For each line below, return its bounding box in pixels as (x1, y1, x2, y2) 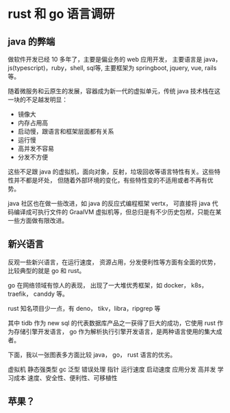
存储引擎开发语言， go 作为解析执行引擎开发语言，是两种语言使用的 (13, 327, 205, 335)
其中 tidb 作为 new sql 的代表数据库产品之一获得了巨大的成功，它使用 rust (8, 318, 216, 327)
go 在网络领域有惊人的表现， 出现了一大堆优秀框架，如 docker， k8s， (8, 281, 208, 289)
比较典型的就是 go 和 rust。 (8, 266, 86, 274)
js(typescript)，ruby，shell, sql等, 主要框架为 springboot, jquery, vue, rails (8, 64, 217, 72)
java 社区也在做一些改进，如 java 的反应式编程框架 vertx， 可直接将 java (8, 200, 211, 207)
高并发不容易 (17, 145, 54, 152)
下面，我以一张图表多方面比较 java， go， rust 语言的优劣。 (8, 351, 177, 359)
